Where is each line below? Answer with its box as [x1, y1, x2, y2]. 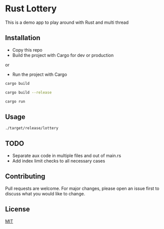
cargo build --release [5, 90, 52, 95]
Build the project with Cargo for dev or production [12, 52, 114, 58]
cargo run [5, 99, 26, 104]
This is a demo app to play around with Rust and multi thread [5, 19, 129, 25]
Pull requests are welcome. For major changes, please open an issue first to [5, 185, 160, 191]
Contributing [5, 172, 45, 181]
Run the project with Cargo [12, 71, 68, 77]
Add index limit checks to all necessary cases [12, 158, 105, 164]
